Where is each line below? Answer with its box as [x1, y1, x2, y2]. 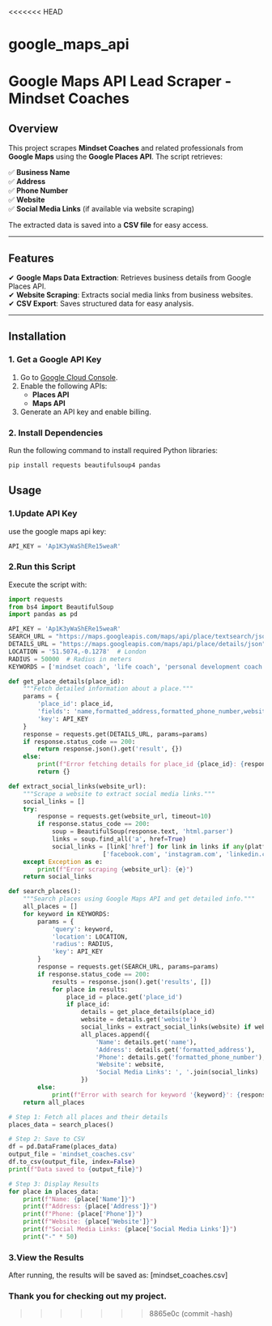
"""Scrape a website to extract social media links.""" [23, 789, 216, 798]
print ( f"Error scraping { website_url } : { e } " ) [37, 865, 194, 874]
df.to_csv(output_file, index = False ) [8, 1158, 136, 1166]
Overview [8, 122, 59, 135]
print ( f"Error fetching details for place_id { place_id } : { [37, 760, 244, 768]
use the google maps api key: [8, 526, 107, 536]
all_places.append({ [80, 1030, 151, 1038]
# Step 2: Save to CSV [8, 1135, 85, 1144]
